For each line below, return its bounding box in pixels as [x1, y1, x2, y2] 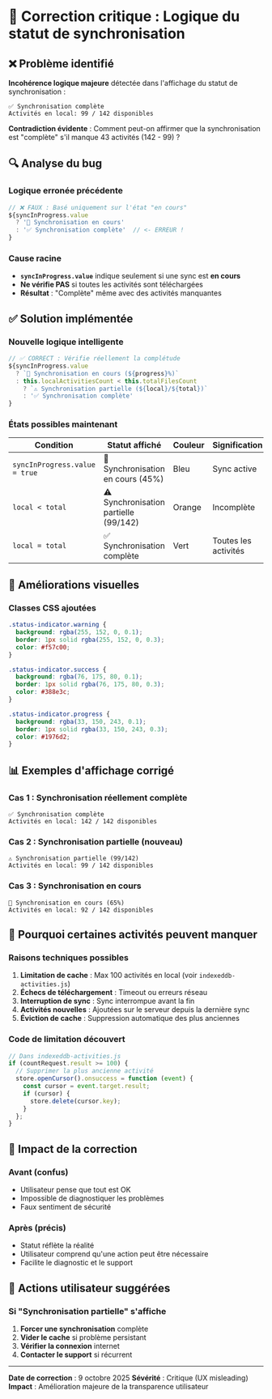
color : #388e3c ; [15, 688, 70, 696]
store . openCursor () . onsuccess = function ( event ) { [15, 1074, 194, 1083]
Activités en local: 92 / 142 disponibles [8, 906, 154, 914]
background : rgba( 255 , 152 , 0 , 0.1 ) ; [15, 628, 143, 636]
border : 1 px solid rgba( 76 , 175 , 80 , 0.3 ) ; [15, 680, 165, 689]
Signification [212, 440, 263, 451]
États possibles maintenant [8, 419, 118, 430]
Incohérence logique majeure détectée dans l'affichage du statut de [8, 79, 238, 87]
